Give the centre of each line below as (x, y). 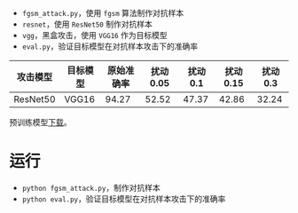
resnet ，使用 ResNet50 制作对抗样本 (87, 24)
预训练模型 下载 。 (40, 122)
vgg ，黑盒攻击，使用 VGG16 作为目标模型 (94, 35)
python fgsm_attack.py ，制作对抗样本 (91, 187)
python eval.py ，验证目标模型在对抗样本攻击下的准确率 (124, 199)
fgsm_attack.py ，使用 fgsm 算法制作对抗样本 (103, 13)
